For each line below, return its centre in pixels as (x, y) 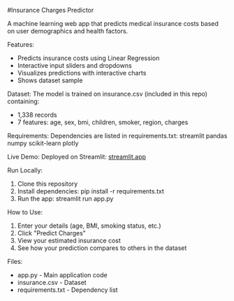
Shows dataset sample (50, 80)
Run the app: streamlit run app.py (65, 199)
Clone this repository (47, 184)
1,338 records (37, 115)
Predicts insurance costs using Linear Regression (88, 58)
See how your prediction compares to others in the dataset (102, 248)
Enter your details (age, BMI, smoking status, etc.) (89, 226)
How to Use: (25, 212)
